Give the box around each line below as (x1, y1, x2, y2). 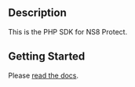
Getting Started (8, 50, 86, 63)
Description (8, 6, 67, 20)
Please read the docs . (8, 71, 79, 80)
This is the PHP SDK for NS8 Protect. (8, 27, 128, 36)
